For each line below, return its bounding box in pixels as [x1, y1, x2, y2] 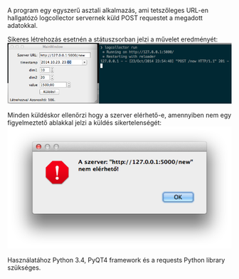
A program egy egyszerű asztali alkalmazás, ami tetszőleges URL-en [7, 6, 208, 14]
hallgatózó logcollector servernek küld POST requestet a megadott [7, 14, 203, 22]
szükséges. [7, 263, 41, 272]
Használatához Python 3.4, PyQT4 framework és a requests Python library [7, 256, 225, 265]
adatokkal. [7, 21, 38, 29]
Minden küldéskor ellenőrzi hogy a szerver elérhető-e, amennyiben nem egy [7, 111, 232, 120]
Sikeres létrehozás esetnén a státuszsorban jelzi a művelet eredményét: [7, 35, 218, 44]
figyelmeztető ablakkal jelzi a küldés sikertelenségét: [7, 118, 162, 127]
